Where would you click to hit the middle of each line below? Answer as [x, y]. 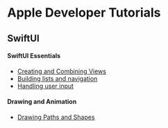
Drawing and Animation [42, 102]
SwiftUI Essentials [34, 56]
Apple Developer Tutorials [84, 13]
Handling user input [45, 86]
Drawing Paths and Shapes [56, 117]
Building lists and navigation [57, 78]
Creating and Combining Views [61, 71]
